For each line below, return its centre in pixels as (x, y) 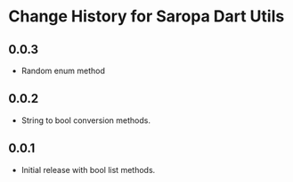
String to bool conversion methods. (85, 120)
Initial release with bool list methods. (88, 170)
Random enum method (63, 70)
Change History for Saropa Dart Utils (146, 17)
